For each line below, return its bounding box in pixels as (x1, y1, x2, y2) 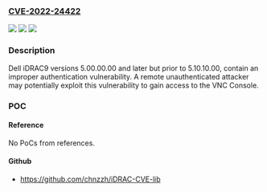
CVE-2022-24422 (8, 6, 81, 17)
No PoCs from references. (8, 138, 95, 148)
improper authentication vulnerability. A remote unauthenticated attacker (8, 71, 249, 81)
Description (8, 45, 55, 56)
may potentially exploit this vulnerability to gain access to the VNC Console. (8, 80, 259, 90)
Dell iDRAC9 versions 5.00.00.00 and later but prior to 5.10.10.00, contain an (8, 63, 259, 73)
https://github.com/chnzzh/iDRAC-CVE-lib (19, 174, 161, 184)
